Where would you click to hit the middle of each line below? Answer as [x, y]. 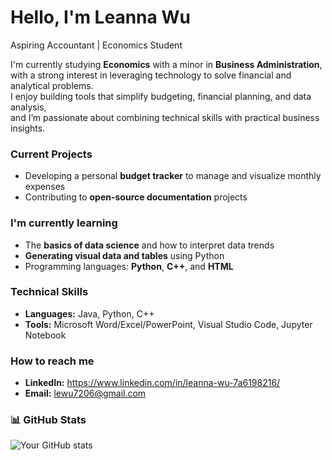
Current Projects [51, 154]
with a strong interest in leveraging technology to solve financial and [151, 75]
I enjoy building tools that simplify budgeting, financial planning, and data [161, 96]
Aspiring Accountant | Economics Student [96, 45]
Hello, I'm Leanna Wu [100, 17]
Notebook [45, 335]
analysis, [28, 107]
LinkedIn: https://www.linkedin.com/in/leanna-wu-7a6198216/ [152, 383]
